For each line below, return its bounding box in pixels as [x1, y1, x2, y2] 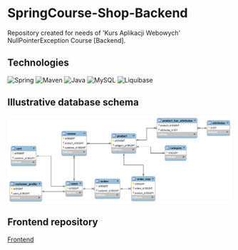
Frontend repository [7, 216, 98, 229]
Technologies [7, 57, 70, 69]
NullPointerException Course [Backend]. [7, 36, 126, 44]
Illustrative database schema [7, 96, 139, 108]
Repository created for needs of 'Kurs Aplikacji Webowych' [7, 28, 181, 37]
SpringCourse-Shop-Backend [7, 5, 188, 21]
